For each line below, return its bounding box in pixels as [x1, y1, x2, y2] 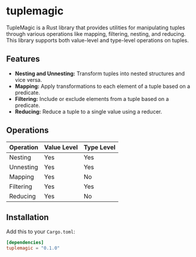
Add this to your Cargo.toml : [6, 228, 76, 235]
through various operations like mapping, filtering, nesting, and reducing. [6, 30, 186, 37]
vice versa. [14, 76, 42, 83]
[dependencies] [6, 240, 44, 246]
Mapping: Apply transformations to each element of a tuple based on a [14, 82, 191, 90]
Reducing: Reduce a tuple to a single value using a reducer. [14, 108, 163, 115]
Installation [6, 212, 49, 222]
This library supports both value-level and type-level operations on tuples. [6, 36, 189, 44]
